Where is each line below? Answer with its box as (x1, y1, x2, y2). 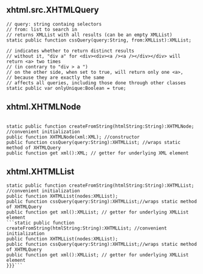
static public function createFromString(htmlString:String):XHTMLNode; (6, 123, 194, 129)
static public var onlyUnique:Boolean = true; (6, 85, 126, 91)
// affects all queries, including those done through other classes (6, 79, 187, 86)
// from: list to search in (6, 26, 78, 32)
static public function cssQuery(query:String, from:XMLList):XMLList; (6, 37, 191, 43)
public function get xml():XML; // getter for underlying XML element (6, 150, 189, 156)
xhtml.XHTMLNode (6, 102, 81, 112)
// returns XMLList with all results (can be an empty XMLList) (6, 32, 173, 38)
